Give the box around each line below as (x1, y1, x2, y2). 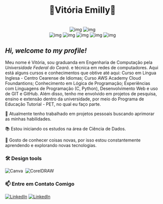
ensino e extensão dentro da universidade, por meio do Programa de (5, 96, 144, 102)
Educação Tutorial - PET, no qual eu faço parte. (5, 101, 101, 107)
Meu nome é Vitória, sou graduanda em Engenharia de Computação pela (5, 59, 153, 65)
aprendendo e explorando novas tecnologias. (5, 143, 97, 148)
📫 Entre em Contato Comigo (5, 180, 75, 187)
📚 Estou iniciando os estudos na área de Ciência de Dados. (5, 126, 126, 132)
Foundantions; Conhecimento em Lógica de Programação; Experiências (5, 81, 151, 87)
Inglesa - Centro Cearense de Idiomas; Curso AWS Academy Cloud (5, 75, 141, 81)
